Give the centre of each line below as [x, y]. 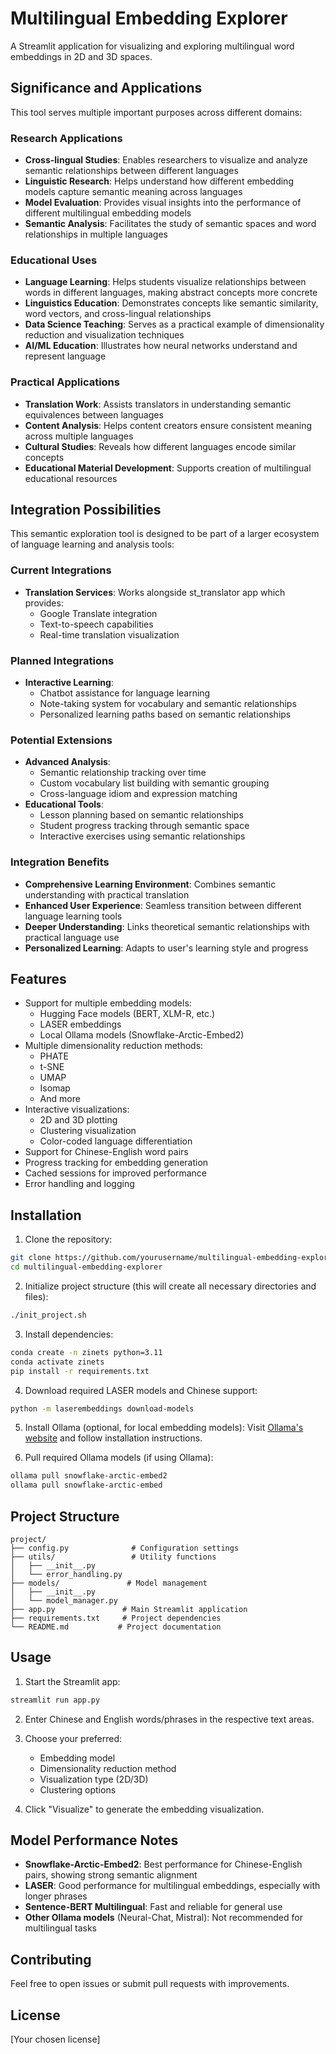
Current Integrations [61, 570]
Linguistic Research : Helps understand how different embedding [159, 181]
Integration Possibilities [86, 510]
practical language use [72, 937]
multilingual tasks [60, 1928]
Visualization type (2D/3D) [94, 1779]
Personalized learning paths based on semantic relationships [165, 714]
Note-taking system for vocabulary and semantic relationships [168, 704]
